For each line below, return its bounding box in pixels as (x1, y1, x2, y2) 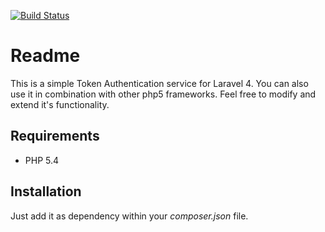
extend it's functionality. (10, 98, 110, 110)
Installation (10, 183, 82, 200)
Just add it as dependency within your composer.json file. (10, 210, 249, 222)
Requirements (10, 128, 100, 145)
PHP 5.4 (24, 154, 60, 166)
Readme (10, 45, 81, 67)
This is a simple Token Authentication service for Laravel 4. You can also (10, 77, 309, 89)
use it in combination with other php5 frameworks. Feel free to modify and (10, 88, 317, 100)
